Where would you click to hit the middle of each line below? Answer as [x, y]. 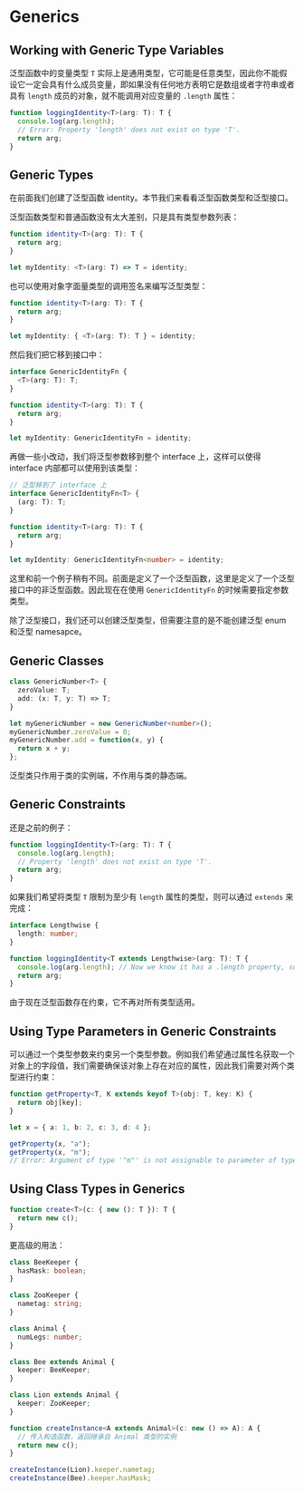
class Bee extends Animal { [62, 1361]
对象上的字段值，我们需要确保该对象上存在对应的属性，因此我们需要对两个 [148, 1066]
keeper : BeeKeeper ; [54, 1371]
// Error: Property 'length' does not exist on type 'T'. [129, 130]
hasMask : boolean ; [52, 1271]
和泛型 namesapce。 [48, 632]
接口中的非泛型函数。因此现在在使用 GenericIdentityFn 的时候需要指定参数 [149, 590]
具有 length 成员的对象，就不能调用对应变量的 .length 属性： [123, 96]
